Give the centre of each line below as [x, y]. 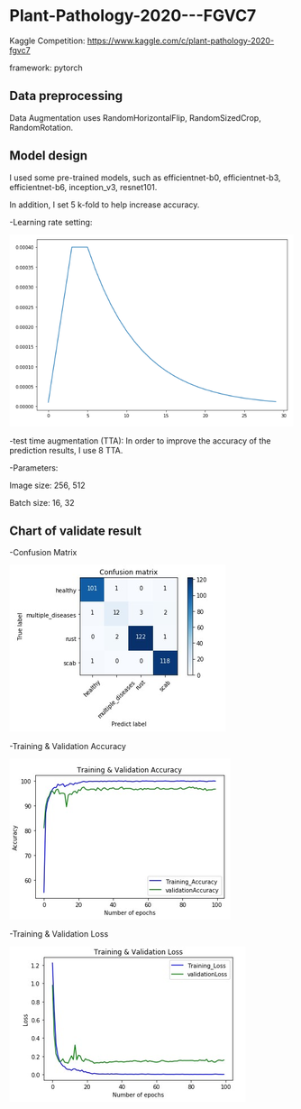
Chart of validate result [76, 531]
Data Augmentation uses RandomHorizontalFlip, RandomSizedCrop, [135, 117]
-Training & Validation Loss [59, 934]
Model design [49, 156]
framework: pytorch [46, 68]
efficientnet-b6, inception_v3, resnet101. [83, 187]
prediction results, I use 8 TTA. [66, 450]
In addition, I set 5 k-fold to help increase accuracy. [105, 205]
